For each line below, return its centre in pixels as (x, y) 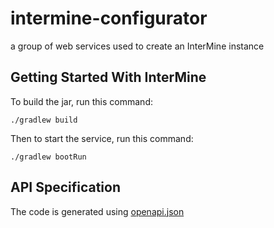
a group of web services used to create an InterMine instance (137, 46)
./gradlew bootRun (48, 157)
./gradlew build (44, 120)
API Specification (66, 187)
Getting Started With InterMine (108, 77)
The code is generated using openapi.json (97, 211)
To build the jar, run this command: (81, 101)
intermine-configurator (109, 18)
